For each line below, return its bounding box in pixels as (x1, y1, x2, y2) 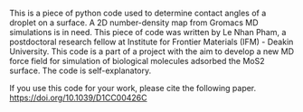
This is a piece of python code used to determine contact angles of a (9, 8, 267, 18)
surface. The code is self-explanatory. (9, 65, 152, 76)
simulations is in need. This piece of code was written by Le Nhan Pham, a (9, 27, 287, 37)
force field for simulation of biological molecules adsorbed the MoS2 (9, 56, 265, 66)
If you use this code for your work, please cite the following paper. (9, 83, 257, 93)
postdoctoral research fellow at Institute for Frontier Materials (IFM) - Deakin (9, 36, 294, 47)
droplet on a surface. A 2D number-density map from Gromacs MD (9, 17, 260, 28)
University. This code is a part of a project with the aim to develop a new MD (9, 46, 295, 57)
